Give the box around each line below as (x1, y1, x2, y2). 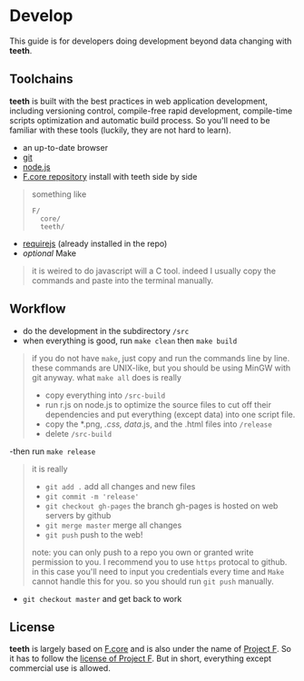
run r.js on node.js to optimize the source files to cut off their (44, 399, 272, 410)
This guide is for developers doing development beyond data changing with (9, 35, 292, 46)
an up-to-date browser (22, 142, 109, 153)
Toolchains (9, 72, 74, 87)
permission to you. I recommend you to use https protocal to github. (31, 556, 288, 567)
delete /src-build (44, 428, 113, 439)
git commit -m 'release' (44, 492, 140, 501)
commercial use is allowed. (9, 663, 111, 674)
